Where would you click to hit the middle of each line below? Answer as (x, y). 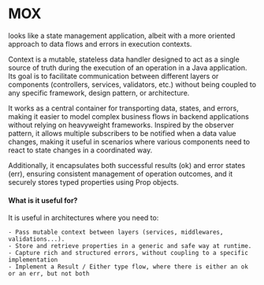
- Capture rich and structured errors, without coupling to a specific (128, 253)
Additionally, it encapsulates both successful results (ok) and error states (127, 165)
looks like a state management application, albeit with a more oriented (122, 36)
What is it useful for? (43, 200)
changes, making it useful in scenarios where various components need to (129, 141)
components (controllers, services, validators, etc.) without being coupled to (132, 84)
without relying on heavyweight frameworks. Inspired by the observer (121, 125)
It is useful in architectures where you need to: (84, 218)
